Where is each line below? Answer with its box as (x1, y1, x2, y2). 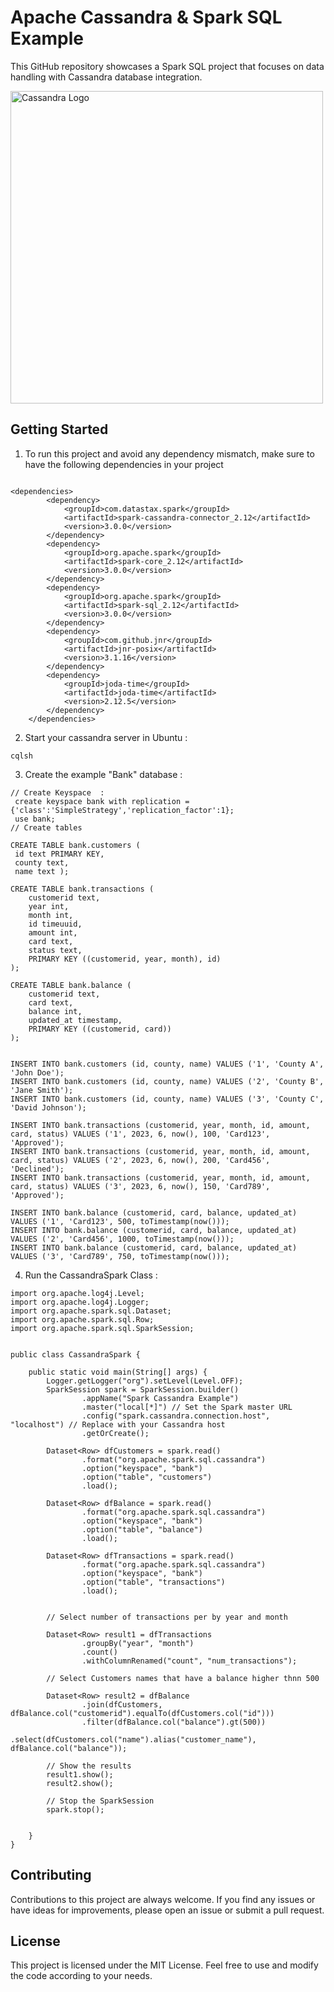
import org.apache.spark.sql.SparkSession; (10, 1323, 195, 1333)
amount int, (28, 927, 78, 938)
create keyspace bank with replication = (14, 796, 190, 806)
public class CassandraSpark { (10, 1349, 141, 1360)
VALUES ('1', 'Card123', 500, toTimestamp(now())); (10, 1216, 230, 1226)
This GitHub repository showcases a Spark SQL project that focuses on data (10, 60, 325, 72)
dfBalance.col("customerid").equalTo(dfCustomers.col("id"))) (10, 1708, 275, 1718)
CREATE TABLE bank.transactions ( (10, 884, 155, 894)
